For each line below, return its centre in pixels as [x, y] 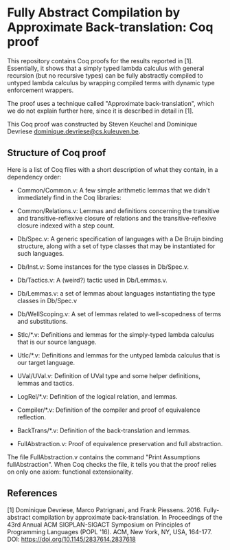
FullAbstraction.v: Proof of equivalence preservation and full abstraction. [120, 443]
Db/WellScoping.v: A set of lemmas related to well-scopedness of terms [119, 313]
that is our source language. [57, 342]
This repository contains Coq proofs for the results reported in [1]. [100, 60]
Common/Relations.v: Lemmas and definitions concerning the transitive [118, 210]
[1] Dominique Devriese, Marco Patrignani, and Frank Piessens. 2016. [105, 509]
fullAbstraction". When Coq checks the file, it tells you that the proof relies [112, 464]
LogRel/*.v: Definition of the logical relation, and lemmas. [97, 396]
